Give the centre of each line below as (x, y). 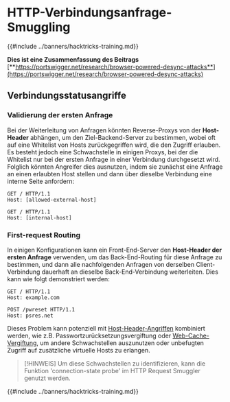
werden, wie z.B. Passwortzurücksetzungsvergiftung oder (89, 335)
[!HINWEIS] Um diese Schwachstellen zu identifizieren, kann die (115, 363)
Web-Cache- (191, 335)
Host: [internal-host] (39, 217)
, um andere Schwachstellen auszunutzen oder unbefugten (120, 343)
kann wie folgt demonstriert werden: (58, 279)
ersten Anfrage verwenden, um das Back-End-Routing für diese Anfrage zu (115, 257)
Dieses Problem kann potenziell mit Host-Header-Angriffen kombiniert (106, 328)
